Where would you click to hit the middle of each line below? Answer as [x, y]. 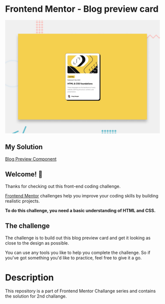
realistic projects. [23, 201]
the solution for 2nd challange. [36, 296]
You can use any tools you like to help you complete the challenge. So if [78, 252]
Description [29, 277]
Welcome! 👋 [24, 175]
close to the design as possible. [37, 243]
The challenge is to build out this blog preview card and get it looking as [78, 238]
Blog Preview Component [31, 159]
